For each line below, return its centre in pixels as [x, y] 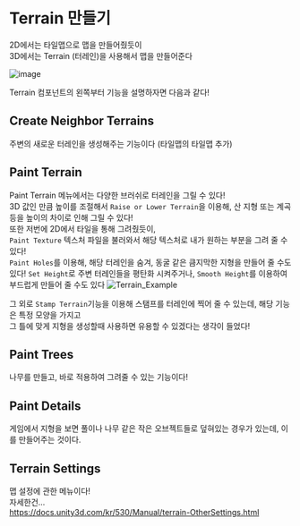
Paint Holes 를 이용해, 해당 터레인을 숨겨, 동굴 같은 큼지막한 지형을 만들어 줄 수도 [150, 262]
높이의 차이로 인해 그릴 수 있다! [79, 217]
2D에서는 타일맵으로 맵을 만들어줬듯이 [76, 45]
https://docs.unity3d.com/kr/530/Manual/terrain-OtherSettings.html [134, 512]
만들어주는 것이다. [50, 440]
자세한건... [27, 502]
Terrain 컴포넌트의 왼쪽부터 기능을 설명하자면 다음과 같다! [110, 92]
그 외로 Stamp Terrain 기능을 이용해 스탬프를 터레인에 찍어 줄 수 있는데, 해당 [141, 303]
